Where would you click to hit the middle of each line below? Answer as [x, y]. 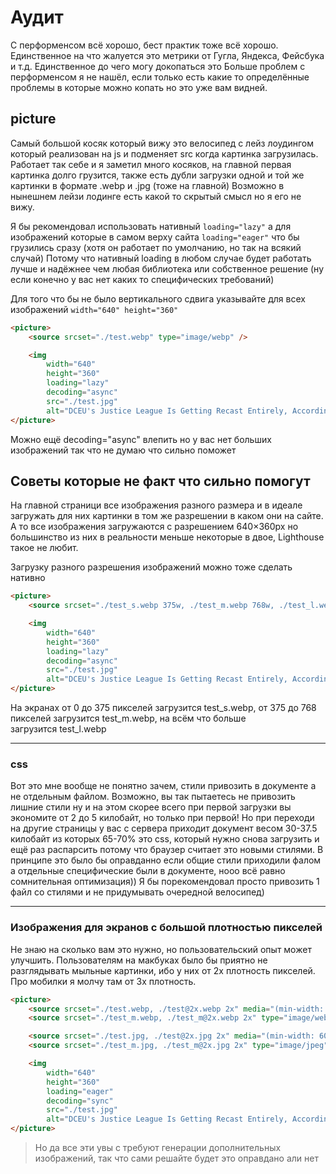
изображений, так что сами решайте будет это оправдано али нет [176, 1158]
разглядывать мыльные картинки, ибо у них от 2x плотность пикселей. [163, 970]
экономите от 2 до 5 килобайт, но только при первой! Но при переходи [162, 818]
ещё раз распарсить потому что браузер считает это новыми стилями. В [167, 850]
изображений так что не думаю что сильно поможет [123, 450]
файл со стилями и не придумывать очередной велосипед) [137, 892]
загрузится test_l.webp [58, 729]
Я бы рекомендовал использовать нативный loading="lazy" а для [151, 226]
